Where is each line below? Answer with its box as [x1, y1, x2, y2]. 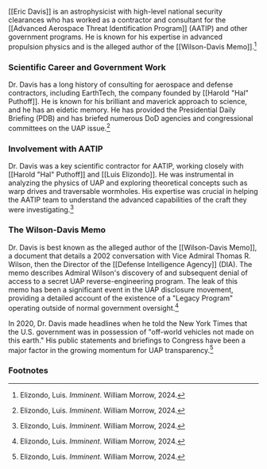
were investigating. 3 [8, 203, 74, 214]
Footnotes [8, 365, 49, 376]
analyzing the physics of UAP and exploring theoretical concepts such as [8, 178, 248, 188]
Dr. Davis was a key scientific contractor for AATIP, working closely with [8, 161, 244, 170]
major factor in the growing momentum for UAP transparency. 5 [8, 343, 214, 355]
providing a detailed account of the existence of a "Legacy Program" [8, 293, 234, 303]
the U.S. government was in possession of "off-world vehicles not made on [8, 327, 254, 336]
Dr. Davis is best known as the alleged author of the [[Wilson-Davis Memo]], [8, 242, 257, 252]
